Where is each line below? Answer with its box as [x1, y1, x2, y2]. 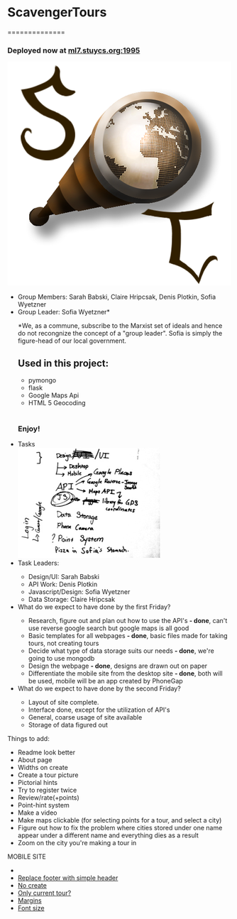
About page [17, 756, 53, 764]
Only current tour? [17, 888, 72, 898]
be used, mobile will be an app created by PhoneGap [28, 677, 183, 686]
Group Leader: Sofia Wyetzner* [17, 308, 110, 317]
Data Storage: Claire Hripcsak [28, 595, 116, 604]
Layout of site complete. [28, 698, 99, 707]
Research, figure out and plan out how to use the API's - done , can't [28, 617, 228, 625]
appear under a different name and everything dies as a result [17, 831, 199, 840]
